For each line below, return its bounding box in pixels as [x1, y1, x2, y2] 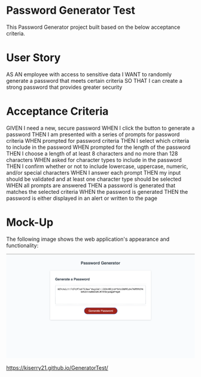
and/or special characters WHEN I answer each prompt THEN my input [6, 169, 181, 176]
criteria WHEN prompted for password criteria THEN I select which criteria [6, 137, 190, 144]
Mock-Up [6, 216, 54, 229]
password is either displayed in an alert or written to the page [6, 195, 157, 202]
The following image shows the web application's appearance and [6, 235, 170, 243]
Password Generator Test [6, 4, 136, 17]
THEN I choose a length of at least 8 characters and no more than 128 [6, 149, 178, 157]
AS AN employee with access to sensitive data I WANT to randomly [6, 70, 172, 78]
